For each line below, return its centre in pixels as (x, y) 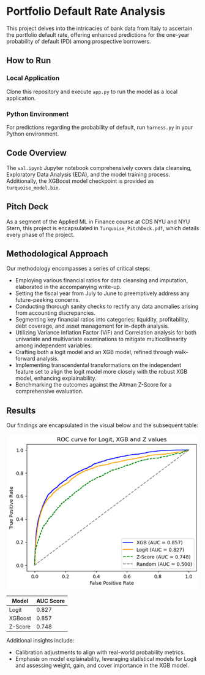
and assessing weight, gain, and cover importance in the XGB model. (102, 665)
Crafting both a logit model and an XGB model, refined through (94, 352)
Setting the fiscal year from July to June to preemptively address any (102, 293)
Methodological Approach (57, 254)
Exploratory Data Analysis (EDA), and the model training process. (88, 174)
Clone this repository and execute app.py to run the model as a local (92, 91)
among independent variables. (54, 345)
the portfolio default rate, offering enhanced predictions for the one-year (98, 34)
